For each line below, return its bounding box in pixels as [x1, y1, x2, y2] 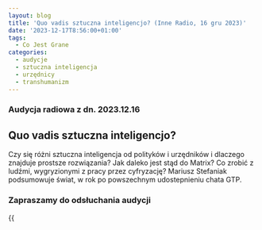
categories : [8, 48, 48, 56]
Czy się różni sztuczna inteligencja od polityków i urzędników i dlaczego [8, 150, 245, 159]
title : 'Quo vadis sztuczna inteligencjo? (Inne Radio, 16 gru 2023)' [8, 19, 247, 27]
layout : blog [8, 11, 52, 20]
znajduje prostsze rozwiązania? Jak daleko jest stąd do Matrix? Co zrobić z [8, 158, 254, 167]
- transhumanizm [15, 78, 69, 86]
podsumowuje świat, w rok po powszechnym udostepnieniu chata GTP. [8, 175, 242, 185]
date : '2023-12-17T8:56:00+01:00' [8, 26, 123, 34]
